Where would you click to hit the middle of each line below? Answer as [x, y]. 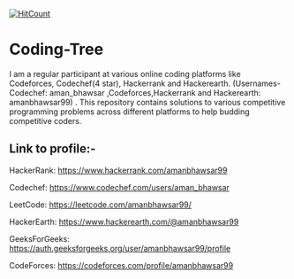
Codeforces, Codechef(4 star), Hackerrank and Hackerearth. [120, 83]
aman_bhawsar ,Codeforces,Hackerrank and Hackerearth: [155, 92]
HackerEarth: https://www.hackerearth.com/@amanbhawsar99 [124, 221]
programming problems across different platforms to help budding [129, 112]
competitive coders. [45, 120]
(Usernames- [256, 83]
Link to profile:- [53, 149]
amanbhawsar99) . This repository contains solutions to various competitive [147, 102]
